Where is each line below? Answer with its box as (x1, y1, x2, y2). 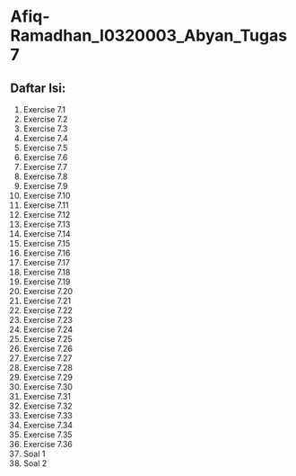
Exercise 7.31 (22, 391, 71, 401)
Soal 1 (22, 448, 46, 459)
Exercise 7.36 (22, 439, 73, 449)
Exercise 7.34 (22, 420, 74, 430)
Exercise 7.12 (22, 210, 71, 220)
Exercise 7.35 (22, 429, 73, 440)
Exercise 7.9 (22, 181, 68, 191)
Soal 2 (22, 458, 48, 469)
